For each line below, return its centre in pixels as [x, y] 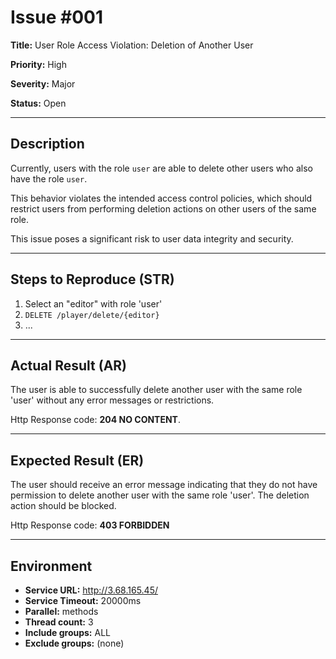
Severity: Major [43, 83]
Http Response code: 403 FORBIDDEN [90, 525]
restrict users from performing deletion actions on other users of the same [163, 208]
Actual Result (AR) [69, 365]
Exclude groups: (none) [74, 643]
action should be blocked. [63, 506]
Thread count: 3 [59, 622]
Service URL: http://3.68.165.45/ [91, 590]
